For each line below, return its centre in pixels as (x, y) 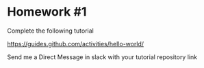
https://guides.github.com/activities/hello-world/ (76, 44)
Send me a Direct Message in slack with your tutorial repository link (102, 57)
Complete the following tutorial (50, 31)
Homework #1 (47, 12)
